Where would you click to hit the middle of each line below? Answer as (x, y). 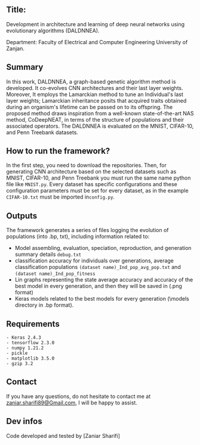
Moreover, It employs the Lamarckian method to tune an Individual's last (95, 94)
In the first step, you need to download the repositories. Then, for (87, 165)
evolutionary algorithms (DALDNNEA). (53, 30)
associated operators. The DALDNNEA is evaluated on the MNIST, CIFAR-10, (100, 126)
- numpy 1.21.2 (25, 348)
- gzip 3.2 (20, 364)
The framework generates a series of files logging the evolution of (87, 230)
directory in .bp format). (44, 305)
